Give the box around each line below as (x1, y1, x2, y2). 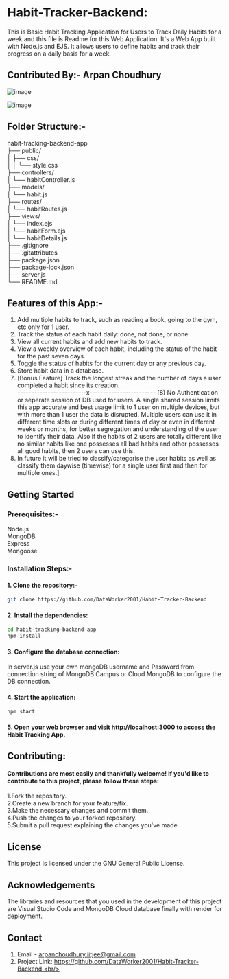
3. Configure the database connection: (7, 647, 120, 656)
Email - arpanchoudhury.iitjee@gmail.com (16, 949, 136, 958)
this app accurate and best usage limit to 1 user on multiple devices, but (16, 403, 220, 411)
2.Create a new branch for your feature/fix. (7, 799, 128, 807)
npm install (7, 633, 41, 640)
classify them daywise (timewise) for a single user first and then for (16, 461, 208, 470)
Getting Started (7, 489, 75, 500)
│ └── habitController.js (7, 175, 75, 183)
